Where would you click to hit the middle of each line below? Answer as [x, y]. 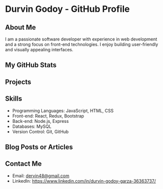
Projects [18, 82]
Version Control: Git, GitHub [40, 131]
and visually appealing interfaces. [39, 50]
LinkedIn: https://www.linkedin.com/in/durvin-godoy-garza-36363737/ [84, 181]
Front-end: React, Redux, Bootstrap [48, 116]
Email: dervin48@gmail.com [41, 176]
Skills [14, 99]
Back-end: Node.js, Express [40, 121]
